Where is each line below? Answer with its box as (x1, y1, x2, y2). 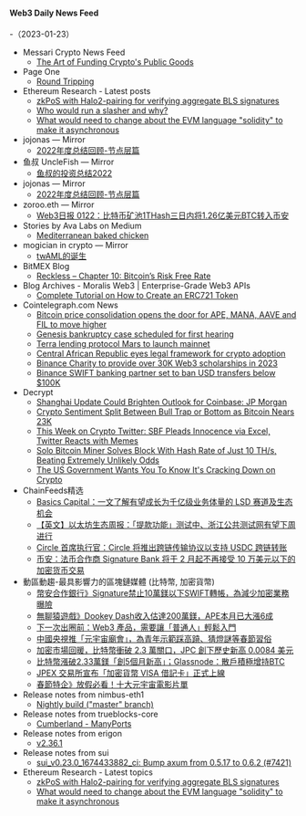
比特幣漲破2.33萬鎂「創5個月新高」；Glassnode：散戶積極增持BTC (36, 656, 285, 667)
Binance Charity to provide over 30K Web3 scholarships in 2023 (36, 358, 278, 369)
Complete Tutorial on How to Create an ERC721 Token (36, 290, 239, 301)
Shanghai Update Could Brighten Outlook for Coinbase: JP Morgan (36, 397, 288, 408)
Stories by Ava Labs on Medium (22, 220, 142, 232)
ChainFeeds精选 (22, 485, 84, 497)
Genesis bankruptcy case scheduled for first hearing (36, 329, 234, 340)
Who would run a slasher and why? (36, 105, 168, 116)
